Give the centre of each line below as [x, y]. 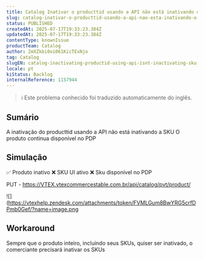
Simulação [27, 158]
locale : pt [20, 69]
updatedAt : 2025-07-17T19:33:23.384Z [54, 35]
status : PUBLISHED [29, 23]
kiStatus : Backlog [29, 74]
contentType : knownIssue [38, 40]
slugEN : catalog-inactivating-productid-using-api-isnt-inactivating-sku [102, 63]
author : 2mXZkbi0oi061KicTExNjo [47, 52]
